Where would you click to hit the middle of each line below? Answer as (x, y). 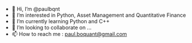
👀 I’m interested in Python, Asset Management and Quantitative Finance (99, 15)
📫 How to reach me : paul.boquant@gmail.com (69, 34)
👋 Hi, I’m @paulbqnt (36, 9)
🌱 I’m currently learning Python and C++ (61, 21)
